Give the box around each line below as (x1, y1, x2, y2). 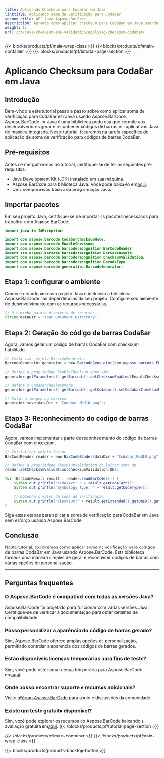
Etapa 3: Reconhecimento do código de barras (5, 414, 149, 422)
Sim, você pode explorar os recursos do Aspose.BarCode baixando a (5, 718, 144, 724)
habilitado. (5, 347, 26, 352)
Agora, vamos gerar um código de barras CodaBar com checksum (5, 341, 139, 347)
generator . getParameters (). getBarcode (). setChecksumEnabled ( (5, 374, 132, 379)
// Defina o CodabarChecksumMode (5, 383, 73, 388)
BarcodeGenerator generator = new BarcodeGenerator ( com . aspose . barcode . (5, 360, 156, 365)
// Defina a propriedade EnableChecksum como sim (5, 369, 108, 374)
